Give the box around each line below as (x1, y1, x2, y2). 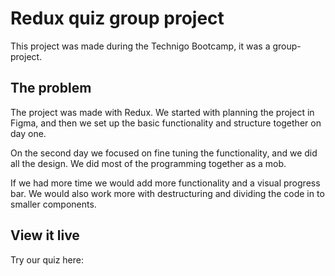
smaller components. (10, 198, 97, 210)
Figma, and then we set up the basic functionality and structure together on (10, 117, 322, 129)
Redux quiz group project (10, 7, 225, 30)
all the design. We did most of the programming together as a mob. (10, 157, 287, 169)
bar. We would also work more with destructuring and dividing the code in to (10, 187, 325, 199)
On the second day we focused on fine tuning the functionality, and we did (10, 147, 318, 159)
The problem (10, 80, 92, 97)
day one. (10, 127, 47, 139)
